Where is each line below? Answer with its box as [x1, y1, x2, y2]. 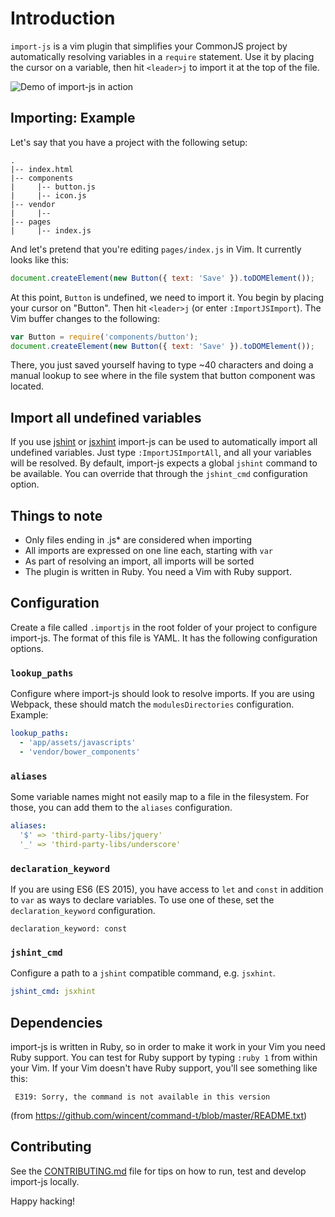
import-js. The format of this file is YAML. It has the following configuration [10, 632, 318, 644]
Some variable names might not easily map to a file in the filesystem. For [10, 791, 310, 803]
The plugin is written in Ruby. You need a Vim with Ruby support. [24, 566, 292, 577]
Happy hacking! [10, 1195, 76, 1207]
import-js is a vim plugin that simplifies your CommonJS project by [10, 40, 288, 52]
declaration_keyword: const [10, 923, 128, 934]
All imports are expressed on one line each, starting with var [24, 545, 273, 556]
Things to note [10, 507, 103, 524]
